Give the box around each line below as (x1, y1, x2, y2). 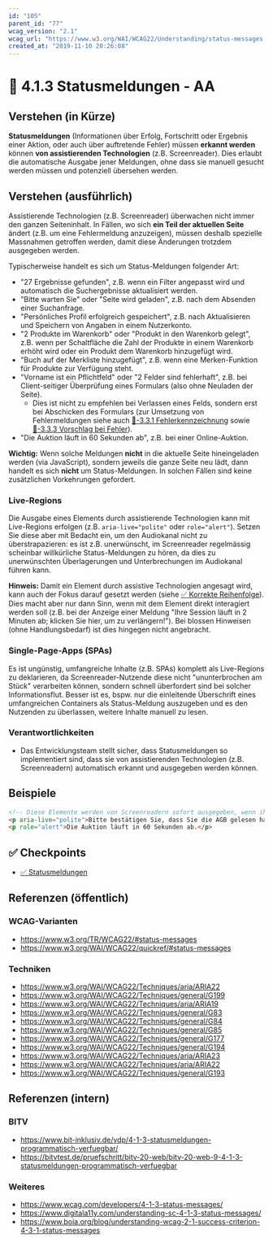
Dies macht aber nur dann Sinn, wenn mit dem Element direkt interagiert (8, 599, 250, 609)
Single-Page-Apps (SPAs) (8, 645, 112, 656)
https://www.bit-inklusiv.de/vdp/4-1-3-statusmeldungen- (19, 1135, 212, 1145)
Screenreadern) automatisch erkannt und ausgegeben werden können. (19, 763, 258, 772)
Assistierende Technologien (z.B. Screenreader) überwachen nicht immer (8, 211, 254, 221)
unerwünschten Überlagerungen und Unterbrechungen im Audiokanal (8, 557, 243, 567)
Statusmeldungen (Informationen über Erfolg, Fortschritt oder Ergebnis (8, 131, 249, 141)
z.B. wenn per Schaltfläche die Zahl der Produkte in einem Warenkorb (19, 337, 254, 347)
